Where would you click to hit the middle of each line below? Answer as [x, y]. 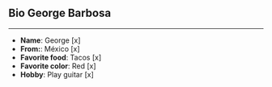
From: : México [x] [50, 48]
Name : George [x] [50, 40]
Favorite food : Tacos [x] [61, 57]
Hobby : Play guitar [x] [57, 74]
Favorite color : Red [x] [58, 66]
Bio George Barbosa [60, 13]
